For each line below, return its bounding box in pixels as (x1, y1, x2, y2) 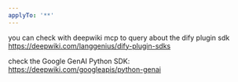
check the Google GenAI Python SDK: (8, 56, 130, 66)
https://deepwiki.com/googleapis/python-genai (8, 64, 161, 74)
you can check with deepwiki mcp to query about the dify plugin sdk (8, 33, 230, 42)
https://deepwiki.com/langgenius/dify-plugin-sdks (8, 41, 171, 51)
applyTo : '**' (8, 11, 55, 20)
